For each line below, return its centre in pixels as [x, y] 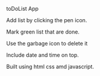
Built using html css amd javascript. [50, 66]
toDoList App [23, 9]
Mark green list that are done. [43, 32]
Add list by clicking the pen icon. [47, 20]
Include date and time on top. [43, 55]
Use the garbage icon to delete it [47, 43]
